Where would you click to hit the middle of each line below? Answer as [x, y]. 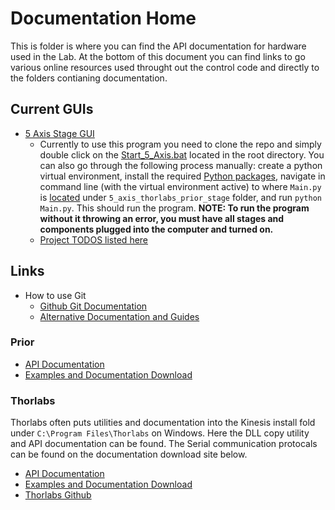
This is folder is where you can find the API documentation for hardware [158, 46]
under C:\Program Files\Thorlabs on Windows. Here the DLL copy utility [160, 433]
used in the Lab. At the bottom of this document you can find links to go [158, 56]
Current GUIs [52, 109]
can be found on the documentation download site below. [129, 454]
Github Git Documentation [93, 306]
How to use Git [55, 295]
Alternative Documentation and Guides [119, 316]
